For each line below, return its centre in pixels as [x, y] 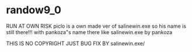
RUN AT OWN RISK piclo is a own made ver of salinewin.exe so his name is [96, 26]
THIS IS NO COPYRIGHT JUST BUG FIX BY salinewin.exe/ [76, 43]
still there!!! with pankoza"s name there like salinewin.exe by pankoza [89, 32]
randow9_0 [34, 10]
